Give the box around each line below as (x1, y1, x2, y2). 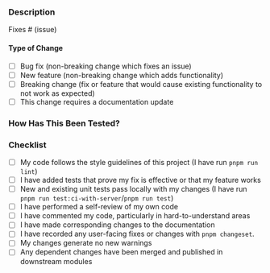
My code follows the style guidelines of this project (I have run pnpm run (19, 157, 259, 167)
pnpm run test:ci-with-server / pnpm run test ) (19, 193, 174, 203)
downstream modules (19, 256, 93, 266)
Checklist (8, 139, 47, 151)
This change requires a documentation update (19, 97, 174, 106)
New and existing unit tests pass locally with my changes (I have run (19, 184, 247, 194)
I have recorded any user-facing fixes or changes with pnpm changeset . (19, 229, 255, 239)
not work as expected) (19, 88, 95, 98)
